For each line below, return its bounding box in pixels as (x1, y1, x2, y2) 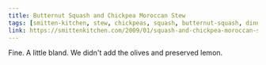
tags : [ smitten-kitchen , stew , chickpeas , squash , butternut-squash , (8, 19, 243, 27)
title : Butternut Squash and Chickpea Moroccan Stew (8, 11, 186, 20)
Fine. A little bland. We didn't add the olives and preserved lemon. (8, 48, 223, 58)
